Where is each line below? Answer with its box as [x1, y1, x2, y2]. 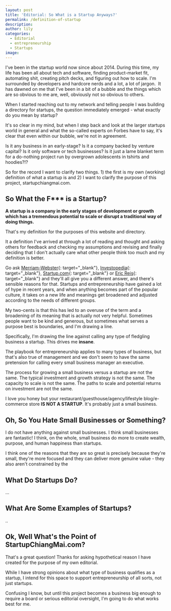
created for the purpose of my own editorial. [5, 559, 99, 566]
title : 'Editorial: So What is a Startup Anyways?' [5, 12, 117, 17]
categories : [5, 31, 31, 36]
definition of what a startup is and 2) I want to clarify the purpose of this [5, 174, 157, 180]
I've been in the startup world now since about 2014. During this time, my [5, 64, 159, 70]
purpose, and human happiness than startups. [5, 440, 103, 447]
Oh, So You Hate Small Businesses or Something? [5, 416, 166, 424]
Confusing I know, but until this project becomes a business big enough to [5, 590, 161, 596]
